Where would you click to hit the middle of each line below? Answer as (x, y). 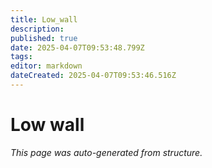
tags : (21, 57)
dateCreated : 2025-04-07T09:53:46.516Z (93, 76)
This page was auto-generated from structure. (106, 152)
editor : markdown (46, 66)
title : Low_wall (44, 19)
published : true (44, 38)
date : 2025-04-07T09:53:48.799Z (77, 47)
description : (37, 29)
